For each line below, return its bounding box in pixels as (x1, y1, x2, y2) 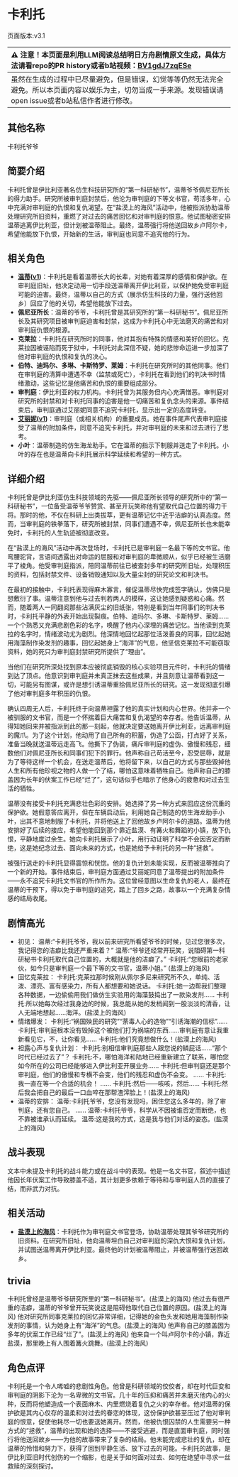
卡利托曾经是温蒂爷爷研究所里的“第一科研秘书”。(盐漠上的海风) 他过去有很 (7, 1295, 225, 1303)
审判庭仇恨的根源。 (17, 326, 74, 334)
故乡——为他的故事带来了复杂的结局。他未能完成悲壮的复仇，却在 (38, 1435, 231, 1444)
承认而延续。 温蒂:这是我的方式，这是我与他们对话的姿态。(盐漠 (42, 1115, 229, 1123)
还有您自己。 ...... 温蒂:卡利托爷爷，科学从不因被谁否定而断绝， (36, 1106, 220, 1114)
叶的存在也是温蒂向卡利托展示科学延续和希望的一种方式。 (17, 450, 186, 459)
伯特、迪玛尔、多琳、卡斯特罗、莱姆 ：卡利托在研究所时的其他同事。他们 (17, 361, 229, 370)
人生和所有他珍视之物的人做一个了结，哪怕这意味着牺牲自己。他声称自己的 (7, 766, 225, 775)
